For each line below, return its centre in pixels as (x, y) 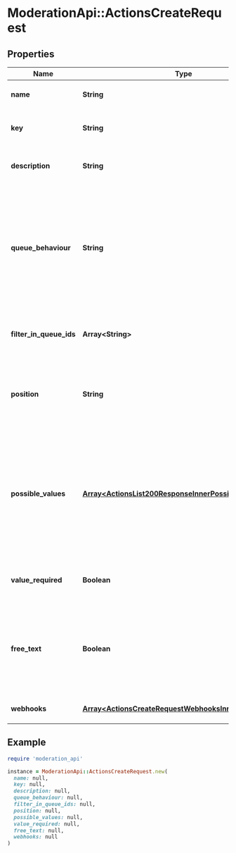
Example (27, 743)
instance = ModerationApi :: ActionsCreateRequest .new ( (88, 771)
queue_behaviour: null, (48, 798)
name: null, (31, 778)
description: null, (42, 791)
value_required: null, (47, 824)
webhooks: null (36, 837)
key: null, (29, 785)
